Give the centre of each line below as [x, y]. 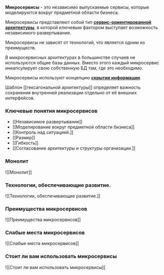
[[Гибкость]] [25, 143]
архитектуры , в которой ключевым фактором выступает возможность [82, 27]
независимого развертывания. [38, 33]
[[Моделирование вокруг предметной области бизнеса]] [73, 127]
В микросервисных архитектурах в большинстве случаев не [70, 57]
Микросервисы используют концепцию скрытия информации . [73, 78]
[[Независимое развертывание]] [47, 122]
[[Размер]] [24, 138]
